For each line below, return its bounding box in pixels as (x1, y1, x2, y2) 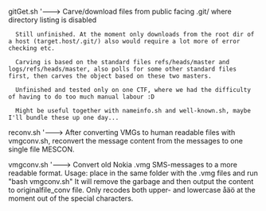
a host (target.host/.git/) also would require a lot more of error (8, 37, 241, 45)
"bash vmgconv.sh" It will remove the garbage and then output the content (8, 177, 254, 186)
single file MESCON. (8, 144, 75, 154)
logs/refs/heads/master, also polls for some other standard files (8, 65, 237, 73)
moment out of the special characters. (8, 194, 134, 203)
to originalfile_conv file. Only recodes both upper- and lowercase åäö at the (8, 186, 256, 194)
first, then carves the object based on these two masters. (8, 72, 213, 80)
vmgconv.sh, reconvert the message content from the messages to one (8, 136, 243, 145)
